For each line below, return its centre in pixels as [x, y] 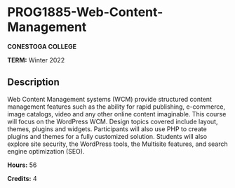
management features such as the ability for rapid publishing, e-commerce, [116, 107]
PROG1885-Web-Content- [85, 12]
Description [33, 82]
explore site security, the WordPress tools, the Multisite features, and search [117, 144]
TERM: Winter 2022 [36, 60]
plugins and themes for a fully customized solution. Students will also [107, 136]
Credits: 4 [22, 178]
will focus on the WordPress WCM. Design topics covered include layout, [113, 121]
